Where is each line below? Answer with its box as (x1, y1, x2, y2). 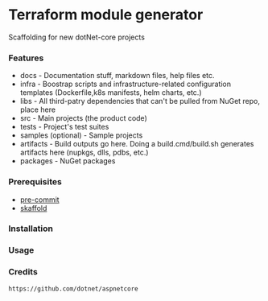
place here (19, 105, 56, 114)
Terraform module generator (8, 6, 204, 24)
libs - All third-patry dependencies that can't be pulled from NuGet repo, (19, 97, 260, 106)
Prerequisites (8, 176, 62, 188)
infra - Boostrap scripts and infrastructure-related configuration (19, 79, 232, 89)
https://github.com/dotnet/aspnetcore (8, 284, 138, 293)
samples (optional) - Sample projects (19, 130, 143, 140)
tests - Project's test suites (19, 122, 109, 132)
